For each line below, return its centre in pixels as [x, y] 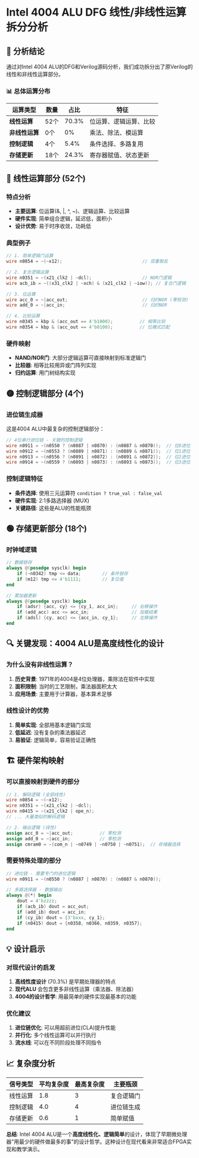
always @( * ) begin [29, 895]
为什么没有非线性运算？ [40, 665]
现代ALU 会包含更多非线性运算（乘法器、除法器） [76, 989]
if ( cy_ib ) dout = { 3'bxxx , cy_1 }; [61, 917]
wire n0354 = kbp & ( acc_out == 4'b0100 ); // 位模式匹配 [88, 327]
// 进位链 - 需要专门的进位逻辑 [41, 873]
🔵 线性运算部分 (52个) [46, 178]
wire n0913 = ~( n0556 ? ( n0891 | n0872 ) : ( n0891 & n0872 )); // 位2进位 [98, 457]
